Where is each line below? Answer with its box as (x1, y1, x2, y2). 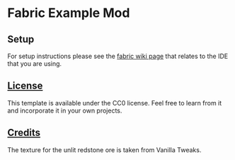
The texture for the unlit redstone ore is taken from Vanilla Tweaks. (7, 145, 202, 154)
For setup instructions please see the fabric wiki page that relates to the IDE (7, 52, 229, 60)
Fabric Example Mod (7, 5, 130, 21)
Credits (7, 127, 41, 139)
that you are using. (7, 59, 62, 68)
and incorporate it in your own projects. (7, 106, 122, 115)
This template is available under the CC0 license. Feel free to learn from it (7, 98, 222, 107)
